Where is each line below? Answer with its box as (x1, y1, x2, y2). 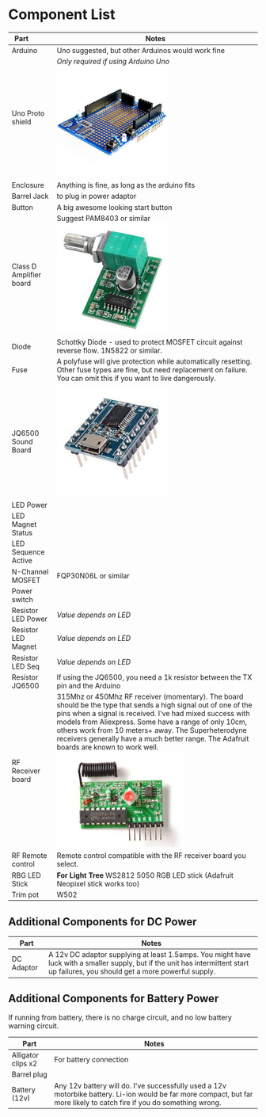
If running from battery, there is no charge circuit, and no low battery (8, 1012, 232, 1023)
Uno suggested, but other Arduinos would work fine (56, 45, 226, 55)
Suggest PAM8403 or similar (56, 213, 150, 223)
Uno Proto (11, 109, 45, 118)
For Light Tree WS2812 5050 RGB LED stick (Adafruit (56, 870, 234, 880)
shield (11, 117, 32, 127)
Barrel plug (11, 1069, 47, 1079)
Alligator (11, 1050, 40, 1060)
